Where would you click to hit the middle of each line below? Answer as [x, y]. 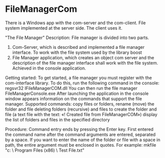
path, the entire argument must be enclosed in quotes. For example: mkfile [81, 145]
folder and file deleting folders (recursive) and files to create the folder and [81, 109]
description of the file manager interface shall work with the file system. [85, 63]
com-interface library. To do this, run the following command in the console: [82, 83]
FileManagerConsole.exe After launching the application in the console [77, 93]
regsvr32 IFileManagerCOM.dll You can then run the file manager [71, 88]
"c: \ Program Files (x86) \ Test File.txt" [45, 150]
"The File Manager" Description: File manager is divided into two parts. [77, 38]
